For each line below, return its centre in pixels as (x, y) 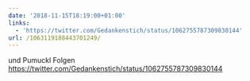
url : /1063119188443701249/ (55, 38)
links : (19, 23)
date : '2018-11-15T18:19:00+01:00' (67, 15)
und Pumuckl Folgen (42, 60)
